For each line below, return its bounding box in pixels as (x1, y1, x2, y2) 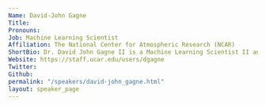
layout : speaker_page (8, 84, 80, 93)
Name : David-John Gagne (8, 11, 87, 20)
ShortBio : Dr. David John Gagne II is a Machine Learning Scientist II (8, 48, 249, 56)
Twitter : (8, 63, 37, 71)
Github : (8, 70, 34, 78)
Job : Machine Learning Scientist (8, 33, 119, 42)
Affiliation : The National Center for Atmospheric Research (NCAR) (8, 41, 236, 49)
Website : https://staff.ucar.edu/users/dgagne (8, 56, 165, 64)
